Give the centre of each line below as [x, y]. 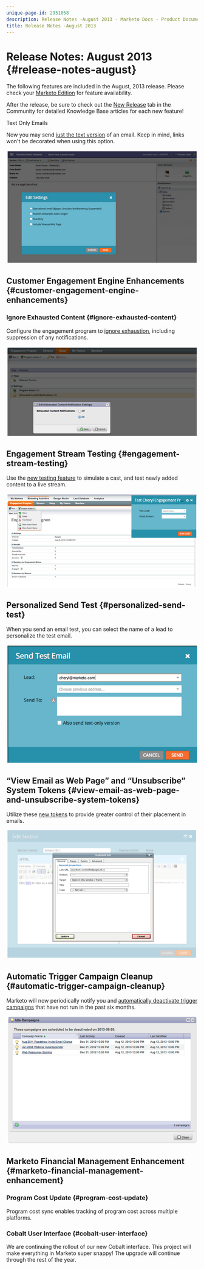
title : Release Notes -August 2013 [51, 26]
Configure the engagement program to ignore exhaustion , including [90, 331]
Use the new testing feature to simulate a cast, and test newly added [92, 478]
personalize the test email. [39, 636]
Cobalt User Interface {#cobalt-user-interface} [77, 1233]
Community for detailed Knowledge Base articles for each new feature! [95, 111]
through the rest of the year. [42, 1259]
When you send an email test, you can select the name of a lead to [90, 629]
